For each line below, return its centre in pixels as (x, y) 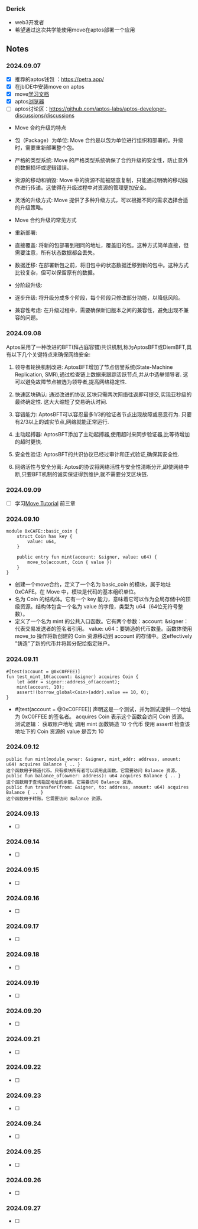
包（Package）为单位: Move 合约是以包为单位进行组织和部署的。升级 (99, 140)
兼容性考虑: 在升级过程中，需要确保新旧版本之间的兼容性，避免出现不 (99, 310)
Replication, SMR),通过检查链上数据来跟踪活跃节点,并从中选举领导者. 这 (101, 374)
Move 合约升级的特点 (40, 128)
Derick (16, 9)
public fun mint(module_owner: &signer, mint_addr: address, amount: (94, 759)
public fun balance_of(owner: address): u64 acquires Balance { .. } (94, 776)
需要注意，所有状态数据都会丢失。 (56, 252)
